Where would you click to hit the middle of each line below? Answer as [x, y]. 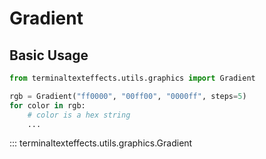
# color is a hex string [79, 115]
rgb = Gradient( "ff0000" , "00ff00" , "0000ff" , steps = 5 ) [128, 96]
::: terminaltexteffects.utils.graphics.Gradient [101, 143]
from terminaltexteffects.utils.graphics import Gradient [132, 78]
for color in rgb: [47, 105]
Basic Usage [49, 55]
